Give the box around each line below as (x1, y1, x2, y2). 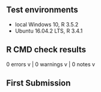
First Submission (6, 78, 71, 88)
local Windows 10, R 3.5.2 (14, 20, 79, 28)
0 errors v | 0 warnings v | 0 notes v (6, 60, 95, 68)
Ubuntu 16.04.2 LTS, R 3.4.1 (14, 27, 83, 34)
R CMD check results (6, 44, 87, 55)
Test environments (6, 5, 78, 15)
